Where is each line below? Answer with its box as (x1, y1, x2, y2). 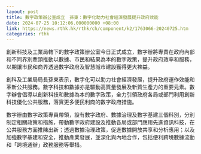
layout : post (6, 8, 39, 15)
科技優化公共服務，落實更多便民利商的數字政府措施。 (6, 98, 138, 105)
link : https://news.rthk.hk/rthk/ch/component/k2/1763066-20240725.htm (6, 25, 188, 32)
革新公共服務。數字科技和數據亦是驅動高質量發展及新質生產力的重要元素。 (6, 83, 190, 90)
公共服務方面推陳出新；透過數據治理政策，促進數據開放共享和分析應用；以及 (6, 126, 195, 134)
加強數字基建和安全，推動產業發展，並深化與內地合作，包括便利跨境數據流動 (6, 134, 195, 141)
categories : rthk (6, 31, 50, 37)
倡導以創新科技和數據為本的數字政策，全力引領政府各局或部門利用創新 (22, 91, 195, 98)
